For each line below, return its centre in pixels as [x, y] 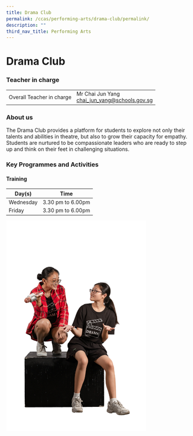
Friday [16, 210]
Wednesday [23, 203]
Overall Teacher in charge [40, 97]
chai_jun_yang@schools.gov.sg [115, 100]
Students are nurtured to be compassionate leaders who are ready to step [96, 143]
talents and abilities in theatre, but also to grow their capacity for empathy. [97, 137]
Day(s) [23, 194]
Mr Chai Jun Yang [98, 94]
